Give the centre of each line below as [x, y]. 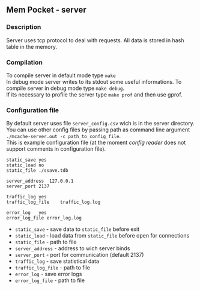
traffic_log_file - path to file [52, 268]
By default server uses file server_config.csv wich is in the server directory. [100, 124]
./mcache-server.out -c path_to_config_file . [64, 136]
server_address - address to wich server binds [72, 248]
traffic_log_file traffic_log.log [53, 202]
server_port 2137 [28, 186]
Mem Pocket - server [46, 10]
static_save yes [26, 160]
